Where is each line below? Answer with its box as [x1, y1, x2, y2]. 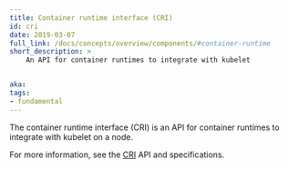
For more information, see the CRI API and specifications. [9, 149, 225, 160]
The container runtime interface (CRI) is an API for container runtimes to [9, 122, 280, 133]
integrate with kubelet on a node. [9, 131, 134, 142]
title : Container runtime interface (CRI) [9, 13, 173, 23]
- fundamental [9, 96, 64, 105]
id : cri [9, 22, 39, 31]
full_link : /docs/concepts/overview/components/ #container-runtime [9, 38, 272, 48]
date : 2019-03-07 [9, 30, 76, 39]
